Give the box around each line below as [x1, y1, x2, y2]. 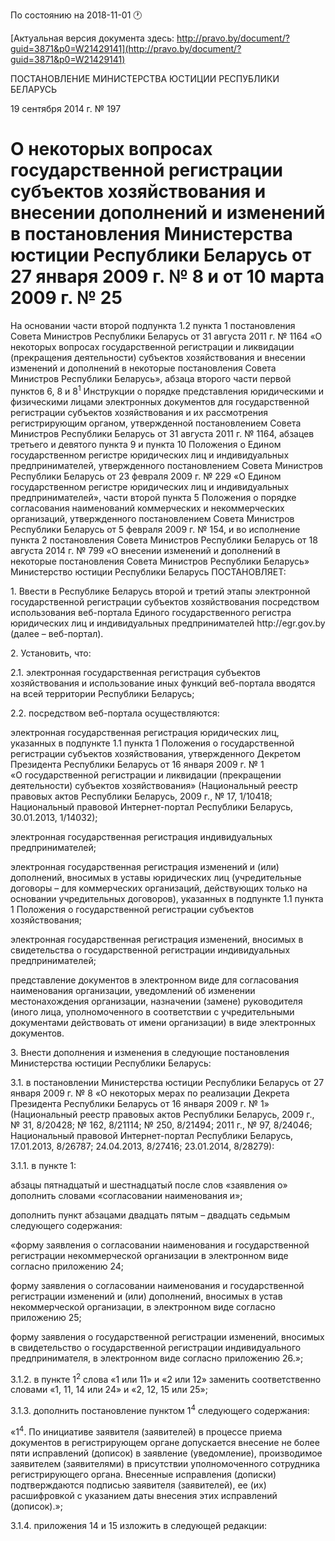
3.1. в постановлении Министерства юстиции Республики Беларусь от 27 [10, 1076, 325, 1088]
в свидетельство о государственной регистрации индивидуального [10, 1341, 302, 1353]
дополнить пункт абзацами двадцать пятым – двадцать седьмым [10, 1209, 291, 1221]
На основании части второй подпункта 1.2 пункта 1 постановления [10, 319, 296, 331]
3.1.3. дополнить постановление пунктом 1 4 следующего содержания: [10, 1403, 310, 1416]
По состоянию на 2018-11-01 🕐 [10, 9, 143, 21]
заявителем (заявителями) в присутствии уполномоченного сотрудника [10, 1457, 321, 1469]
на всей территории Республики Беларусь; [10, 687, 195, 699]
